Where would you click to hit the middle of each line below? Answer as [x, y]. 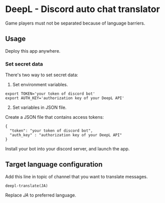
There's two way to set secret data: [42, 75]
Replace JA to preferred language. [41, 195]
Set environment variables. [40, 85]
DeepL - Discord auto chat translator [83, 9]
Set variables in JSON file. [39, 108]
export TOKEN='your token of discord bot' [50, 94]
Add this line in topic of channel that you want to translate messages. [76, 176]
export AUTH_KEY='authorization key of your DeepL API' [65, 98]
